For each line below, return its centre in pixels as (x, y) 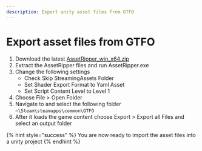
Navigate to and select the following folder (68, 104)
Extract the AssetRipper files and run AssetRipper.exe (82, 65)
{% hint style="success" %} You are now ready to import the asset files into (101, 135)
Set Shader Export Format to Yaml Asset (74, 84)
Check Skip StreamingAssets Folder (69, 78)
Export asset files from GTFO (81, 42)
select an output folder (43, 123)
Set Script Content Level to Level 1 (67, 91)
